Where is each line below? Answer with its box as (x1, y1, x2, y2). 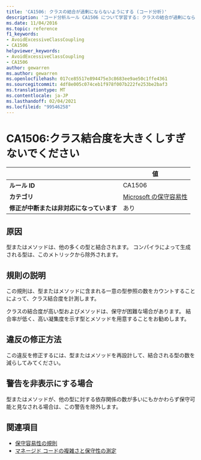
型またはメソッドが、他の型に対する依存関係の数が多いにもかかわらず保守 (6, 395, 190, 403)
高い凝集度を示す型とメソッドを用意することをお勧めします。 (37, 315, 190, 322)
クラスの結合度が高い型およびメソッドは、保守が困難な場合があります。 (6, 308, 185, 315)
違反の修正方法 (6, 334, 62, 345)
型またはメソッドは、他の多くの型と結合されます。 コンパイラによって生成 (6, 244, 191, 251)
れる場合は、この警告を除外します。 (32, 403, 122, 410)
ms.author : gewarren (6, 70, 58, 76)
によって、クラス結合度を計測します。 (6, 295, 100, 302)
